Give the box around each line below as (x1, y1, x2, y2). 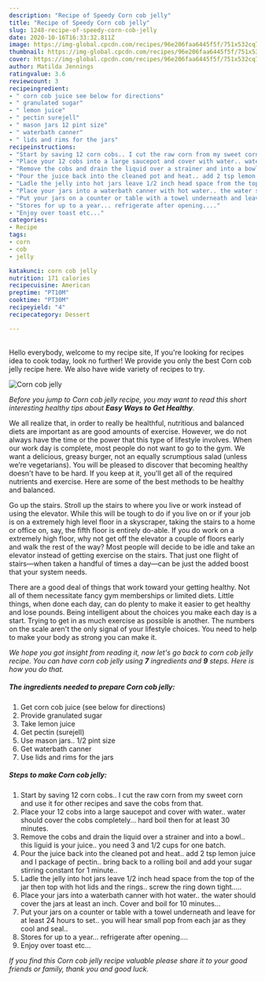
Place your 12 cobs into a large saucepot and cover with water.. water (20, 806, 246, 816)
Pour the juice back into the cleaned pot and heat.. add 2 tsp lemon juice (20, 848, 256, 858)
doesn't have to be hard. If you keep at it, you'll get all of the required (9, 468, 233, 478)
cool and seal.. (20, 924, 68, 933)
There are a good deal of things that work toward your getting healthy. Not (9, 582, 250, 592)
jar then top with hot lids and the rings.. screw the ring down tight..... (20, 882, 242, 891)
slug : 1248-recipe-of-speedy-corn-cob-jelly (9, 26, 157, 34)
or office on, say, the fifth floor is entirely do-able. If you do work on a (9, 525, 234, 535)
